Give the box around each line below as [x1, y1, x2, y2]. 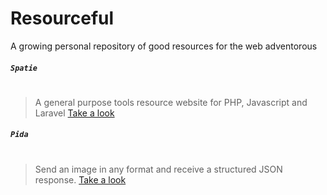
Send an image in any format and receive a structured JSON [34, 163, 283, 175]
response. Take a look [34, 173, 127, 186]
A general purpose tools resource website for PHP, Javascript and [34, 96, 308, 108]
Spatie [10, 63, 38, 73]
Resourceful [10, 7, 115, 30]
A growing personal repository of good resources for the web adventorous [10, 40, 318, 52]
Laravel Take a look [34, 107, 115, 119]
